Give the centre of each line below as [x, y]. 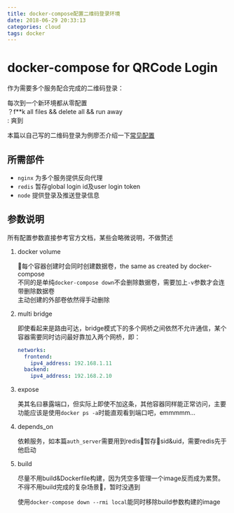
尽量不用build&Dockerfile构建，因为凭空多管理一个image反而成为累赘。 [121, 478]
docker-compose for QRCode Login [113, 68]
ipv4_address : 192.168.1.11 [71, 363]
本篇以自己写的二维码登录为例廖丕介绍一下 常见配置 [81, 135]
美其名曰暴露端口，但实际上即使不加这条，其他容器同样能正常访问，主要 [122, 404]
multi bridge [35, 314]
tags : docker [26, 33]
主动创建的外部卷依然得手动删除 [63, 300]
